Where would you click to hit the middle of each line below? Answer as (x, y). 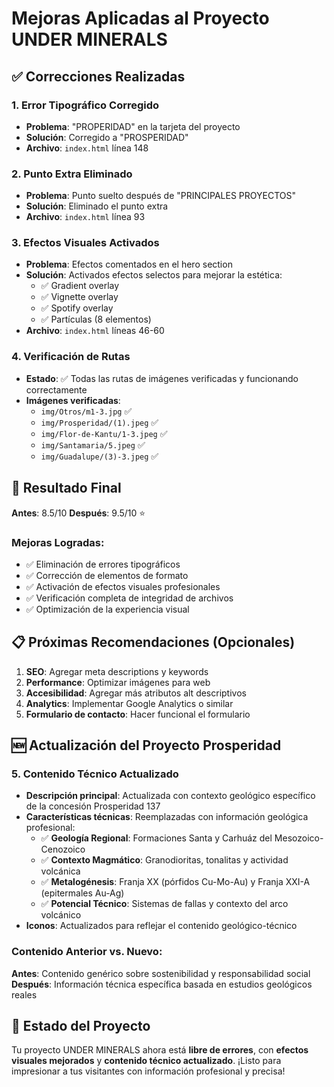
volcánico (61, 915)
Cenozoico (63, 849)
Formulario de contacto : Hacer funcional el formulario (138, 714)
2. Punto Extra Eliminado (72, 174)
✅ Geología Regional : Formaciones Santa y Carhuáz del (156, 838)
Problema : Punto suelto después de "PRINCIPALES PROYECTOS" (161, 196)
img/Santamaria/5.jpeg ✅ (93, 444)
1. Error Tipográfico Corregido (85, 105)
